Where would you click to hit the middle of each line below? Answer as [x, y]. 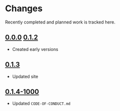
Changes [24, 9]
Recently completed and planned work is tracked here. [60, 22]
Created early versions [35, 49]
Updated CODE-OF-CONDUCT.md [41, 104]
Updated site [25, 76]
